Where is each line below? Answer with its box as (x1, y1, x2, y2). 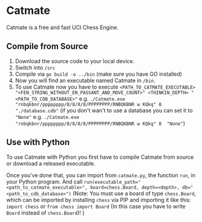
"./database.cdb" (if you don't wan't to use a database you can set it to (15, 107, 193, 114)
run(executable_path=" (83, 179, 141, 185)
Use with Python (6, 137, 70, 147)
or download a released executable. (6, 160, 96, 167)
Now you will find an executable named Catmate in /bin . (15, 76, 155, 84)
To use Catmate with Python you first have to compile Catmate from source (6, 153, 194, 161)
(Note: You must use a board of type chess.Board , (72, 189, 197, 197)
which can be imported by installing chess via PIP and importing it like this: (6, 196, 191, 203)
